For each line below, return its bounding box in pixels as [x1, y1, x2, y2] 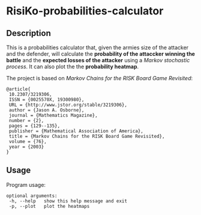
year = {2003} [8, 144, 44, 150]
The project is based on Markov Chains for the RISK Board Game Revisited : [6, 75, 193, 81]
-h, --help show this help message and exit [8, 198, 128, 204]
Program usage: [6, 181, 46, 188]
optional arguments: [6, 193, 58, 199]
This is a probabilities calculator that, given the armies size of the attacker [6, 44, 189, 51]
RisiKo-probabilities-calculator [6, 4, 164, 18]
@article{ [6, 86, 31, 92]
